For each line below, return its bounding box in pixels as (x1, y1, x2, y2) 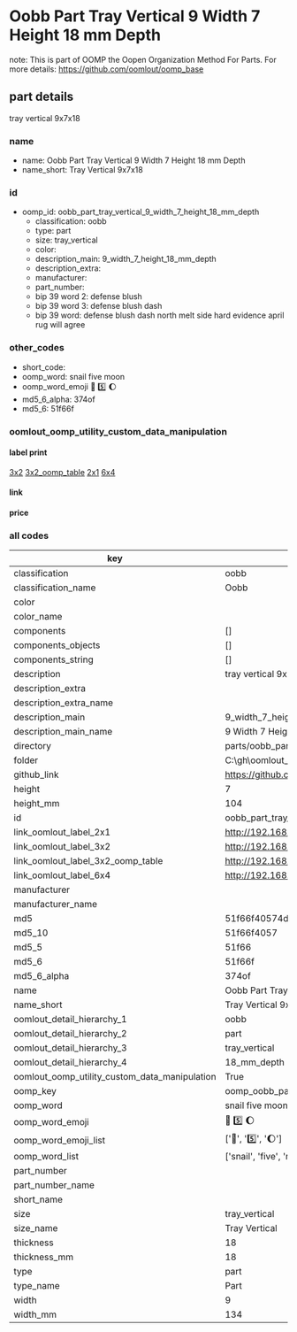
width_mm (13, 1308, 57, 1320)
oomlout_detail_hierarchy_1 (13, 1013, 127, 1026)
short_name (13, 1193, 64, 1205)
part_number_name (13, 1179, 95, 1191)
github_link (13, 768, 59, 781)
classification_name (13, 581, 96, 594)
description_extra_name (13, 697, 113, 709)
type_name (13, 1280, 60, 1292)
